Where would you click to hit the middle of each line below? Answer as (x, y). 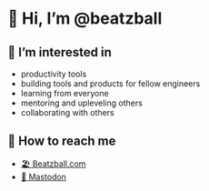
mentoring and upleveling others (82, 103)
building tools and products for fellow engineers (110, 84)
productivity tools (54, 74)
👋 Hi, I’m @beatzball (85, 19)
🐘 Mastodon (43, 176)
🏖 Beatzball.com (53, 164)
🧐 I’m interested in (60, 52)
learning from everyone (65, 93)
